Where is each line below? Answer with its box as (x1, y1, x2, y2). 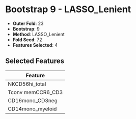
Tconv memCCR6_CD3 (8, 88, 63, 96)
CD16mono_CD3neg (8, 97, 58, 104)
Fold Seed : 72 (12, 37, 42, 43)
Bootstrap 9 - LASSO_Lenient (5, 4, 131, 15)
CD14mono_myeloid (8, 105, 57, 112)
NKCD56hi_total (8, 80, 46, 87)
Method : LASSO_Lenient (12, 31, 65, 37)
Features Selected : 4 (12, 42, 58, 48)
